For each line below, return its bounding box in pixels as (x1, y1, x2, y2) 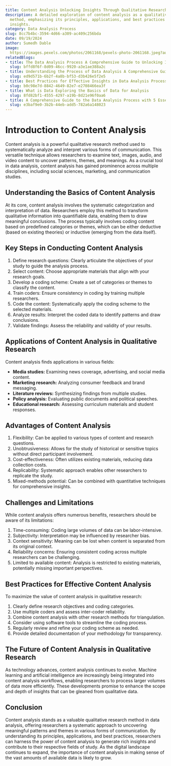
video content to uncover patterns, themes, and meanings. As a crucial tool (5, 158, 163, 164)
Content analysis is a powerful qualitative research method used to (5, 141, 146, 147)
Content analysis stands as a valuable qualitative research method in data (5, 717, 160, 723)
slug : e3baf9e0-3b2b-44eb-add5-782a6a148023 (10, 103, 106, 108)
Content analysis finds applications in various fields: (5, 359, 115, 365)
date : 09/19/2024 (5, 36, 42, 41)
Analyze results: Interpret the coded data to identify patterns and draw (12, 312, 161, 318)
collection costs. (12, 462, 47, 468)
